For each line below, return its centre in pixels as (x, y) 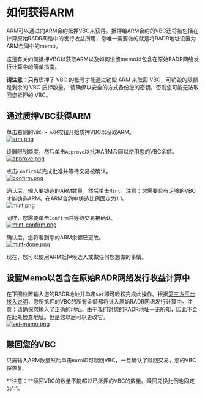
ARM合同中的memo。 (34, 46)
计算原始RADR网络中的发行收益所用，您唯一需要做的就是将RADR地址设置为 (101, 38)
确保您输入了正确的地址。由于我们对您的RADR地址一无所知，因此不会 (110, 309)
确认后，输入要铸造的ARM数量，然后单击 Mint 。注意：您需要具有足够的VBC (101, 190)
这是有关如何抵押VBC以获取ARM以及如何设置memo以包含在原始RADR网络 (100, 59)
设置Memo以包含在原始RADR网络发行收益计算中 (98, 278)
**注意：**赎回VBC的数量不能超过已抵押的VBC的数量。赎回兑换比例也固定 (101, 381)
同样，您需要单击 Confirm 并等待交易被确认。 (62, 217)
